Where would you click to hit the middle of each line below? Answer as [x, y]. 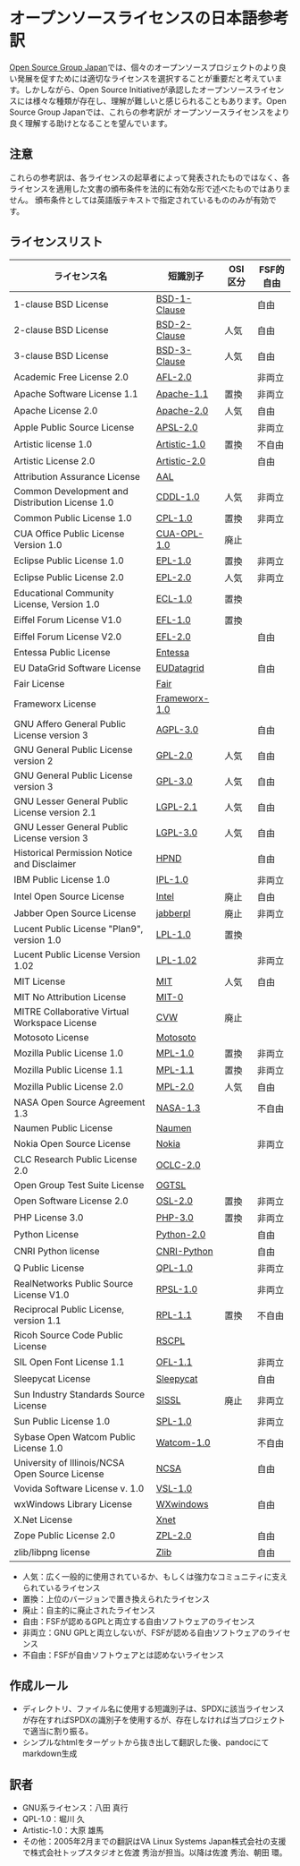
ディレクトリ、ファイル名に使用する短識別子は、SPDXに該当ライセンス [153, 1709]
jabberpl [173, 912]
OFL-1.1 [174, 1362]
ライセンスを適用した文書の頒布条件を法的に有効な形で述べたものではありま [150, 188]
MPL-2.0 [175, 1086]
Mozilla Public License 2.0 [69, 1086]
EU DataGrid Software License [77, 668]
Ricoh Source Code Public [68, 1335]
